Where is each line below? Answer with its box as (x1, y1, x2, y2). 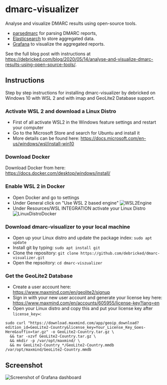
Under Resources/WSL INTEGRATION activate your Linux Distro (12, 205, 146, 211)
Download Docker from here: (5, 165, 66, 171)
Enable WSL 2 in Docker (5, 183, 65, 190)
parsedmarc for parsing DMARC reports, (12, 30, 97, 36)
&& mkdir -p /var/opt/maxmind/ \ (10, 338, 80, 343)
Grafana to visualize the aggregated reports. (12, 41, 105, 47)
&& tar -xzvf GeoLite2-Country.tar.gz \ (10, 334, 96, 339)
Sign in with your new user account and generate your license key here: (12, 295, 163, 301)
